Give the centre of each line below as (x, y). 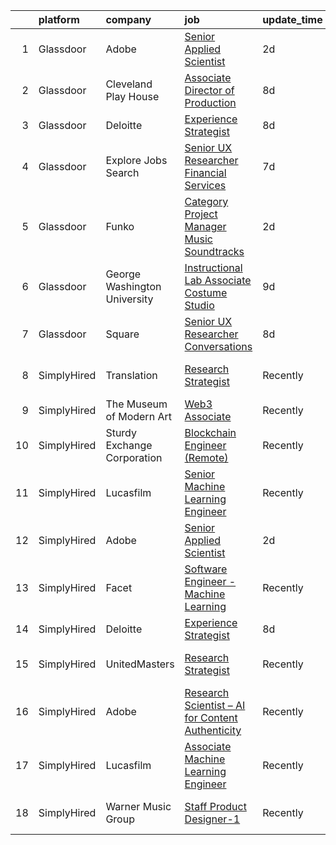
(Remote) (206, 457)
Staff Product (215, 806)
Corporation (134, 457)
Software (206, 569)
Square (122, 334)
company (128, 19)
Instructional (213, 267)
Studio (199, 305)
